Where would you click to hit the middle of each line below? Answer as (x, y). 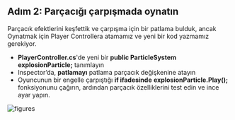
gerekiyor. (22, 43)
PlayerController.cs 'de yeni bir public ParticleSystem (97, 57)
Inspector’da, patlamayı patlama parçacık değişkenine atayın (107, 72)
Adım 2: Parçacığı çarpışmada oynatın (93, 12)
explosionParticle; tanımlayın (61, 65)
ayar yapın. (34, 95)
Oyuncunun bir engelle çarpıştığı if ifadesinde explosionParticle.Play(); (123, 80)
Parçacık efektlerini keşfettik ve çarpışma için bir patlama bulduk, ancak (112, 28)
